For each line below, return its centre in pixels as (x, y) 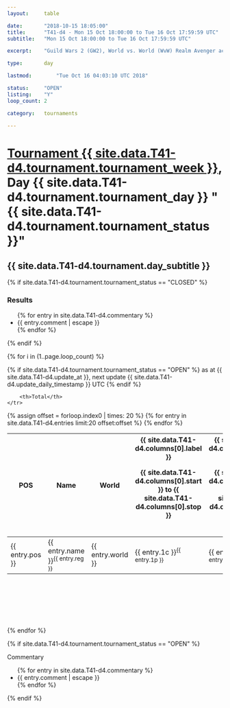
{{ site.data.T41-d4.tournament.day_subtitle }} (109, 266)
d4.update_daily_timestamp (46, 384)
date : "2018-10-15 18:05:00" (58, 26)
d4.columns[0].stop (169, 506)
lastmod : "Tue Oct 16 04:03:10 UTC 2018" (78, 76)
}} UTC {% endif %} (113, 384)
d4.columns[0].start (168, 481)
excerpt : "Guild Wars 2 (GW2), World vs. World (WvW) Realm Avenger (111, 51)
